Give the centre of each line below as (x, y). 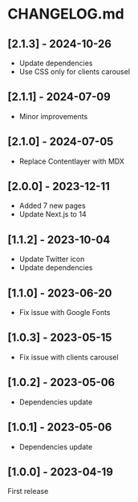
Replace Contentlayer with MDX (72, 161)
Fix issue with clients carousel (69, 357)
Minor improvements (53, 116)
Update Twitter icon (52, 259)
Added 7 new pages (52, 205)
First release (28, 492)
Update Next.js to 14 (53, 214)
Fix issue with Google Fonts (65, 313)
